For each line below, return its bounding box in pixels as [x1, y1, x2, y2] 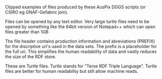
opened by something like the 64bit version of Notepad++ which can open [5, 24, 156, 30]
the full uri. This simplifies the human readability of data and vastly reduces [5, 48, 157, 54]
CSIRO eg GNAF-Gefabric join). [5, 9, 69, 15]
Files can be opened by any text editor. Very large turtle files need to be [5, 19, 150, 24]
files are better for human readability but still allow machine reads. [5, 68, 139, 74]
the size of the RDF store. [5, 54, 56, 60]
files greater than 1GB [5, 29, 49, 34]
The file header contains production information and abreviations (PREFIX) [5, 38, 155, 44]
